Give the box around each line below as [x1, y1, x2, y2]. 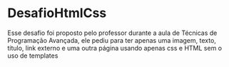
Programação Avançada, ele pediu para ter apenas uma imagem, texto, [7, 36, 216, 44]
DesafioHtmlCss [7, 5, 107, 21]
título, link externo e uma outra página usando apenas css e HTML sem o [7, 43, 223, 52]
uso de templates [7, 51, 58, 60]
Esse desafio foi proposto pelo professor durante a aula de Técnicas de [7, 29, 218, 37]
